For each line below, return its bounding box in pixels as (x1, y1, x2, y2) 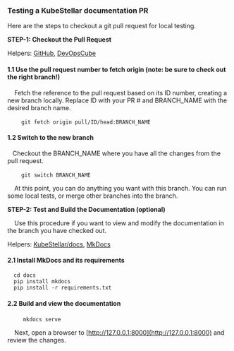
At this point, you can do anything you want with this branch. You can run (13, 184, 227, 192)
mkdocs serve (23, 316, 61, 323)
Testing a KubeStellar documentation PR (7, 6, 149, 16)
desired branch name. (7, 103, 72, 112)
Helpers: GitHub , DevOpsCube (7, 49, 97, 58)
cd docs (13, 271, 37, 279)
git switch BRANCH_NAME (20, 172, 91, 179)
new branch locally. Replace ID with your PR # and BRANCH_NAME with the (7, 96, 228, 105)
